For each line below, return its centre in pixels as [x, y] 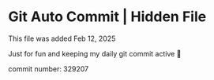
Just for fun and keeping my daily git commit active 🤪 [95, 53]
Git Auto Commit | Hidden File [107, 17]
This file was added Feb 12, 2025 [62, 38]
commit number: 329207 [49, 69]
